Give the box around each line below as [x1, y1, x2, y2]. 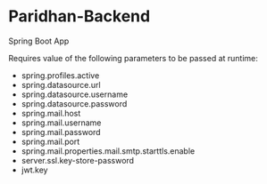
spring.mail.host [21, 108, 81, 118]
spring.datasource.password [21, 98, 128, 108]
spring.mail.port [21, 136, 80, 147]
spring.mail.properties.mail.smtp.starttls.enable [21, 145, 196, 156]
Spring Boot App [8, 36, 70, 46]
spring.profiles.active [21, 69, 100, 81]
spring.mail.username [21, 117, 102, 128]
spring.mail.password [21, 126, 101, 137]
